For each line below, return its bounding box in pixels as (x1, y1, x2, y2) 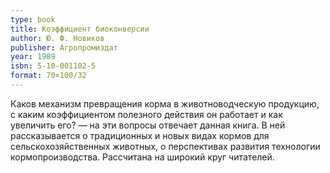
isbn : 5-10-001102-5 (10, 61, 97, 71)
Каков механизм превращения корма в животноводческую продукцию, (10, 97, 320, 110)
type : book (10, 14, 56, 25)
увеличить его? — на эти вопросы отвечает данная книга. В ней (10, 119, 286, 131)
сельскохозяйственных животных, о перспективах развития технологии (10, 140, 321, 152)
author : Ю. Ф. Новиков (10, 33, 105, 43)
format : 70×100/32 (10, 71, 87, 81)
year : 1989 (10, 52, 56, 62)
